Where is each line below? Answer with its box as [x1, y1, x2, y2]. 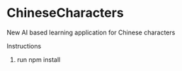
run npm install [16, 55, 61, 64]
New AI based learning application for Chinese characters [6, 28, 176, 37]
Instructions [6, 41, 42, 50]
